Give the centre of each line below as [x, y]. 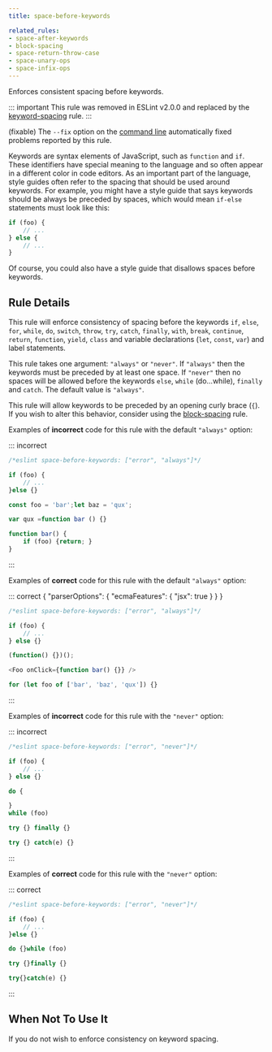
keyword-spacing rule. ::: [50, 115]
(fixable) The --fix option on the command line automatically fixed [120, 132]
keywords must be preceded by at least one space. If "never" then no [125, 372]
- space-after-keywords [49, 38]
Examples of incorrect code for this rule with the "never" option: [116, 716]
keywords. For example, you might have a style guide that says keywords [131, 190]
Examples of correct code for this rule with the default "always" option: [127, 580]
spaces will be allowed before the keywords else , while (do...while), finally [136, 381]
